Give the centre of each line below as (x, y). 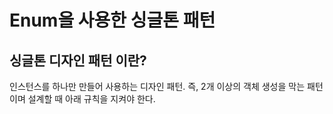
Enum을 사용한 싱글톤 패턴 (112, 20)
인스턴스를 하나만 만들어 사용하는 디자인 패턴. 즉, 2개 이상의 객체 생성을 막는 (157, 86)
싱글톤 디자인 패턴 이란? (78, 60)
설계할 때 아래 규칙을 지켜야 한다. (91, 99)
